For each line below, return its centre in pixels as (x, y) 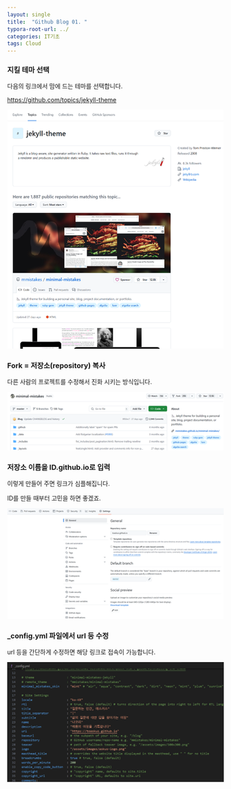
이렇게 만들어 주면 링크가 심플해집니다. (58, 483)
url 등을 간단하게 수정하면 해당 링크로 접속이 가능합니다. (81, 652)
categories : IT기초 (34, 37)
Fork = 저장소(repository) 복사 (56, 366)
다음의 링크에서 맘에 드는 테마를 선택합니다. (65, 86)
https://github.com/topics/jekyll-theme (62, 100)
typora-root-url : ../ (38, 29)
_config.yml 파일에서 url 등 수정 (58, 636)
